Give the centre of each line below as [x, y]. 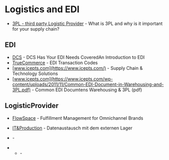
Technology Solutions [35, 73]
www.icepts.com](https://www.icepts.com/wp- [64, 79]
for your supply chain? [36, 29]
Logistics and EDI [42, 9]
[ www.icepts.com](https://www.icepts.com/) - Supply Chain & [77, 68]
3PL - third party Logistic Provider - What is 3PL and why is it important [87, 23]
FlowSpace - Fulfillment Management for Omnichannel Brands [78, 118]
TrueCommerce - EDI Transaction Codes [55, 63]
